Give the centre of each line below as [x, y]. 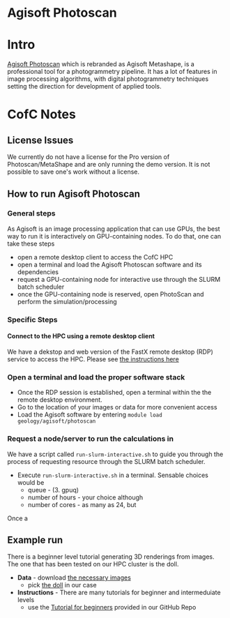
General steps [31, 213]
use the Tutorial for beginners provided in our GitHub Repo [112, 608]
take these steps [31, 243]
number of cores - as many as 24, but [82, 504]
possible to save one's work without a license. [74, 172]
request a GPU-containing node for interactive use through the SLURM [119, 279]
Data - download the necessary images [74, 578]
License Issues [40, 140]
